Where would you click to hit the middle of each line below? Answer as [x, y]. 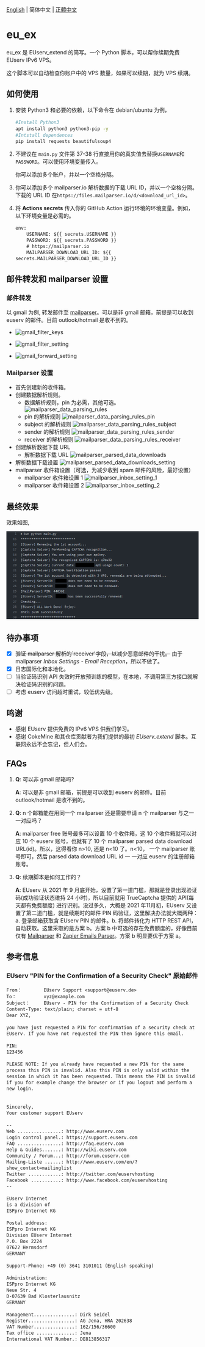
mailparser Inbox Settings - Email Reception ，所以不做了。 [89, 662]
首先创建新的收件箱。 [42, 387]
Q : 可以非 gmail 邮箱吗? [45, 779]
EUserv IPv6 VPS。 [31, 60]
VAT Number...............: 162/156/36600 [61, 1327]
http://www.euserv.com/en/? [102, 1162]
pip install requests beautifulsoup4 [63, 142]
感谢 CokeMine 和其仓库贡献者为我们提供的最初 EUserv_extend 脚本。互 [106, 737]
